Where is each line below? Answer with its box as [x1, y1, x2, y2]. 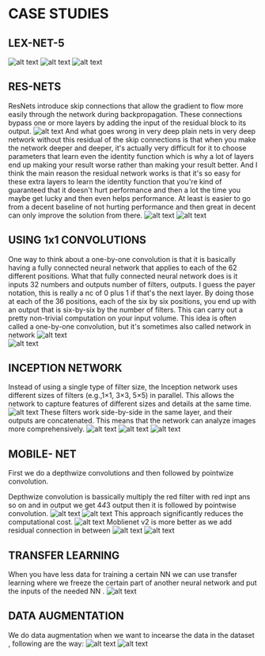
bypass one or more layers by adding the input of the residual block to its [8, 118, 247, 127]
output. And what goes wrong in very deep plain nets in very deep [8, 126, 256, 135]
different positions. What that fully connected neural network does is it [8, 271, 238, 281]
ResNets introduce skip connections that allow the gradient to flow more [8, 100, 244, 111]
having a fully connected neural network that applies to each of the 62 [8, 263, 237, 272]
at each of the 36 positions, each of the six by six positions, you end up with [8, 296, 257, 305]
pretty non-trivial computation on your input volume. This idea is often [8, 313, 237, 323]
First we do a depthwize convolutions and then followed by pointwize [8, 468, 234, 478]
